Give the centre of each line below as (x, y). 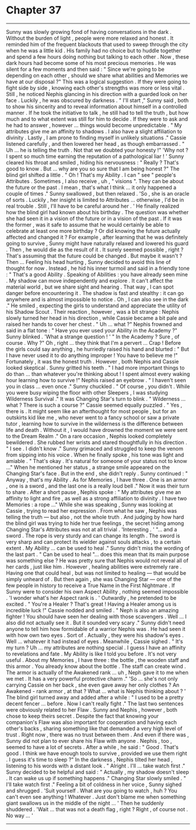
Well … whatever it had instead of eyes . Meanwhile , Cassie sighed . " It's (94, 641)
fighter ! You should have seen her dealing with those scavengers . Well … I (96, 616)
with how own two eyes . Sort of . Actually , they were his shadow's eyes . (95, 635)
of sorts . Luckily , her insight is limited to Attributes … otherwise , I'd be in (95, 200)
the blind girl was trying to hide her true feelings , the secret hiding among (95, 523)
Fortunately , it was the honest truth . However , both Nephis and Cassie (92, 361)
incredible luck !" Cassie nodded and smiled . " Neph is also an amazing (92, 610)
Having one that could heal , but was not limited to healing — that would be (96, 573)
